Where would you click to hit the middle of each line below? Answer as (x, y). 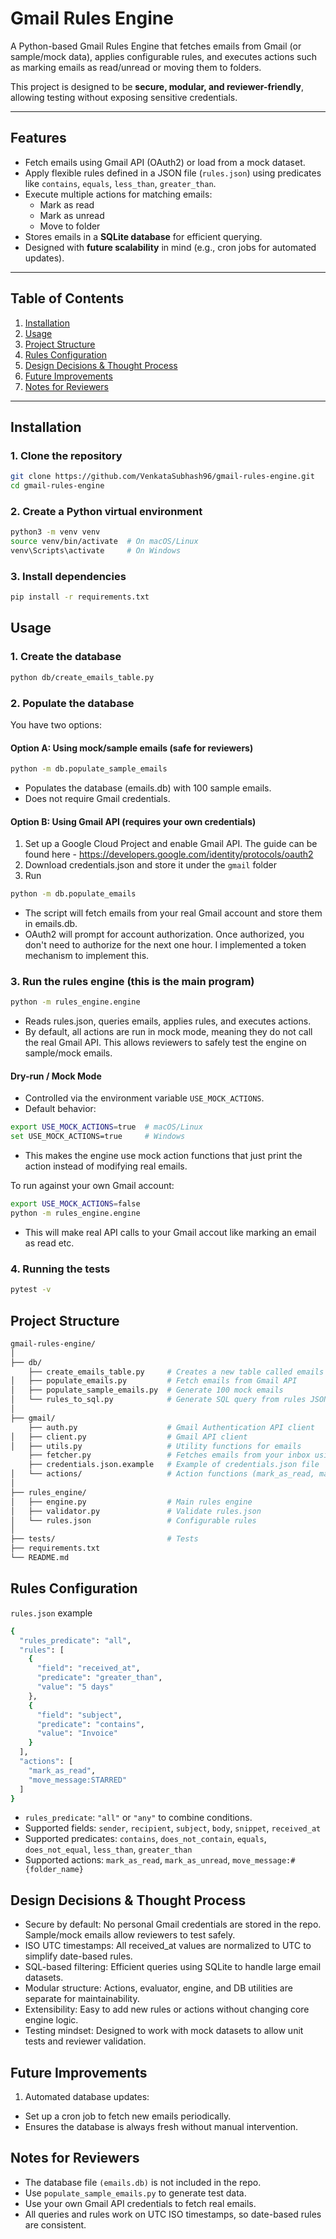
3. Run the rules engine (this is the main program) (132, 982)
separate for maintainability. (82, 1999)
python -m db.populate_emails (73, 894)
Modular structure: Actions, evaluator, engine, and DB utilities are (158, 1988)
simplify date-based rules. (78, 1956)
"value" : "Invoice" (77, 1733)
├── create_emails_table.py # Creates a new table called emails (176, 1372)
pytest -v (31, 1290)
